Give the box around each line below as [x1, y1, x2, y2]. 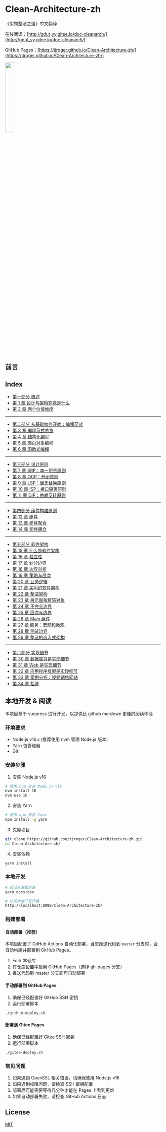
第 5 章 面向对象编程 [12, 440, 53, 446]
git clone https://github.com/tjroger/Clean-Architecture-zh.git [5, 836, 142, 842]
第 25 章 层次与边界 [12, 609, 52, 616]
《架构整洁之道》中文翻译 [5, 20, 57, 26]
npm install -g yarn [5, 817, 48, 822]
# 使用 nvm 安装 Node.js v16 [5, 784, 62, 789]
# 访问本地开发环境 [5, 898, 40, 904]
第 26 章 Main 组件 [12, 616, 50, 622]
